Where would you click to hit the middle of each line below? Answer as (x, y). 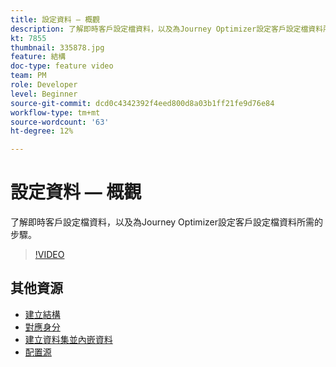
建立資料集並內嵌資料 (68, 339)
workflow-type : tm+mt (55, 112)
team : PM (28, 76)
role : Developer (44, 85)
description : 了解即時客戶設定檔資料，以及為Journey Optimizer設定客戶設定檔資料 (167, 29)
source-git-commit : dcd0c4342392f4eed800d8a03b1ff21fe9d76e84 (142, 103)
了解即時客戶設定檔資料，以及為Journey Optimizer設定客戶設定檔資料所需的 (166, 222)
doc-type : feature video (62, 66)
